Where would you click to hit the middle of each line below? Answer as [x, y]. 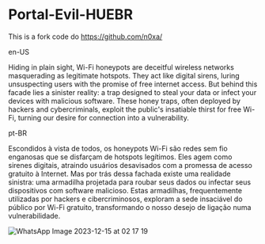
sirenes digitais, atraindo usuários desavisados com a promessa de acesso [131, 165]
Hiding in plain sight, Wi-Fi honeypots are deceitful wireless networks [121, 67]
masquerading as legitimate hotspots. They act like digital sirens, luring [124, 75]
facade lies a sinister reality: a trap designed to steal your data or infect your [132, 92]
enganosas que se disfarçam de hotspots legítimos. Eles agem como [120, 157]
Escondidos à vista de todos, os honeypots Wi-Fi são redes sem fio [118, 148]
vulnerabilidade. [34, 215]
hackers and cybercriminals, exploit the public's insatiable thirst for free [125, 109]
